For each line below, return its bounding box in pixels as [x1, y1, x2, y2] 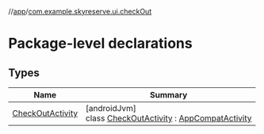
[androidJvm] [86, 103, 136, 113]
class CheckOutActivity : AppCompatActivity [86, 113, 252, 124]
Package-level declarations [8, 35, 193, 52]
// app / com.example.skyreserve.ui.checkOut [8, 7, 152, 16]
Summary [149, 90, 188, 100]
